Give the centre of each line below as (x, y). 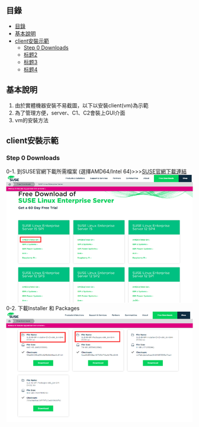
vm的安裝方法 (31, 120)
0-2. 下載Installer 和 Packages (43, 308)
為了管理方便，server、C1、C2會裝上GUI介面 (70, 113)
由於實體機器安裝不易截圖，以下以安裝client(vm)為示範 (81, 105)
